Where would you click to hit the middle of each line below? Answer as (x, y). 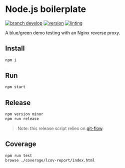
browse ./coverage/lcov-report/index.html (50, 160)
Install (15, 48)
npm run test (19, 155)
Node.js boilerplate (46, 9)
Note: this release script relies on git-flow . (60, 128)
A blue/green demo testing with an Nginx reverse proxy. (63, 32)
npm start (15, 87)
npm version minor (24, 114)
